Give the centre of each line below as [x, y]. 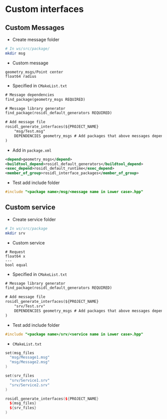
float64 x [15, 256]
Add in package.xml [32, 150]
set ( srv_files [20, 376]
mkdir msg [15, 53]
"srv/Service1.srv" [30, 380]
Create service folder [34, 219]
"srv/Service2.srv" [30, 385]
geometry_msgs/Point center [34, 72]
